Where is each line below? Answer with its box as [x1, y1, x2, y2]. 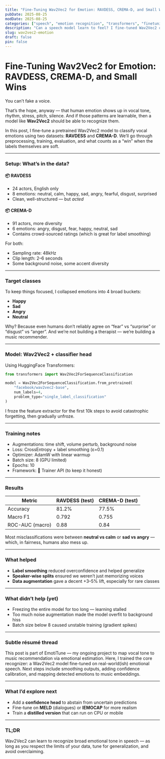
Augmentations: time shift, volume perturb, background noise [12, 441, 137, 447]
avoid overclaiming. [5, 748, 45, 754]
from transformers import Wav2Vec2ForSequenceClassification [5, 372, 133, 377]
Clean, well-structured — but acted [12, 196, 84, 202]
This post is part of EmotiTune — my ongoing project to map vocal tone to [5, 650, 155, 656]
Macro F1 [7, 514, 30, 521]
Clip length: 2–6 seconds [12, 255, 63, 262]
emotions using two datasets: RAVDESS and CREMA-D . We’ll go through [5, 133, 153, 139]
